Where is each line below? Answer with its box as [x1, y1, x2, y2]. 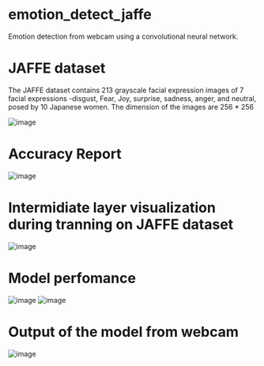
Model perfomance [8, 269, 137, 287]
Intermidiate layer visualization [8, 199, 216, 216]
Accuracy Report [8, 145, 123, 163]
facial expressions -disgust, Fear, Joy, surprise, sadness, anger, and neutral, [8, 93, 257, 103]
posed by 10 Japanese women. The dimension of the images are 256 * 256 [8, 102, 255, 111]
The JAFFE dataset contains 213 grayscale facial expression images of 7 [8, 85, 244, 95]
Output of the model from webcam [8, 323, 239, 341]
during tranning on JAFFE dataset [8, 215, 234, 233]
